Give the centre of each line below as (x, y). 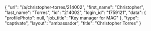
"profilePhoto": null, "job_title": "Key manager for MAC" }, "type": (72, 18)
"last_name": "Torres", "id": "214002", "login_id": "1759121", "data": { (75, 12)
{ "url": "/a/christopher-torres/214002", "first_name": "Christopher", (74, 7)
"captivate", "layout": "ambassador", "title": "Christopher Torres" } (73, 23)
